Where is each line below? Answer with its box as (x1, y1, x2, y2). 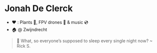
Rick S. (16, 43, 31, 49)
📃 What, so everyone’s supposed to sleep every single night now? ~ (16, 37, 153, 44)
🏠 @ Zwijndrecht (11, 26, 47, 32)
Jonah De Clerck (4, 3, 73, 14)
